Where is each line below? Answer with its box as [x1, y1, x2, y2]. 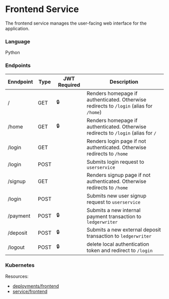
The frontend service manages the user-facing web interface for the [5, 20, 147, 26]
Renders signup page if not [87, 171, 151, 178]
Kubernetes [5, 262, 35, 269]
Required [57, 81, 80, 88]
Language [5, 38, 31, 45]
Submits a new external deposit [87, 226, 161, 233]
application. [5, 25, 30, 31]
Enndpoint [8, 78, 33, 85]
